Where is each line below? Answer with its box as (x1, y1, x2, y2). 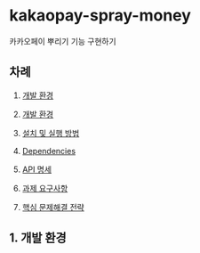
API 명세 (21, 164, 52, 175)
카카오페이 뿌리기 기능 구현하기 (9, 36, 117, 46)
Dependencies (21, 145, 76, 156)
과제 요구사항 (21, 183, 68, 193)
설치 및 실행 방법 (21, 127, 80, 138)
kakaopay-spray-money (9, 5, 191, 26)
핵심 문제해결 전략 (21, 201, 84, 212)
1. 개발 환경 (9, 231, 67, 246)
